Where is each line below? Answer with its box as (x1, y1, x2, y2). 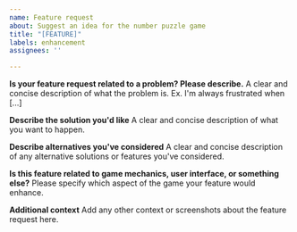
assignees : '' (9, 46, 63, 55)
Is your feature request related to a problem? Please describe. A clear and (9, 79, 288, 89)
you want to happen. (9, 124, 85, 135)
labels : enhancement (9, 37, 87, 47)
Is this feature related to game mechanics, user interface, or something (9, 169, 280, 179)
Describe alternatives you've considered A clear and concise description (9, 142, 284, 153)
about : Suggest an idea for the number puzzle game (9, 21, 206, 30)
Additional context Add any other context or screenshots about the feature (9, 204, 287, 215)
